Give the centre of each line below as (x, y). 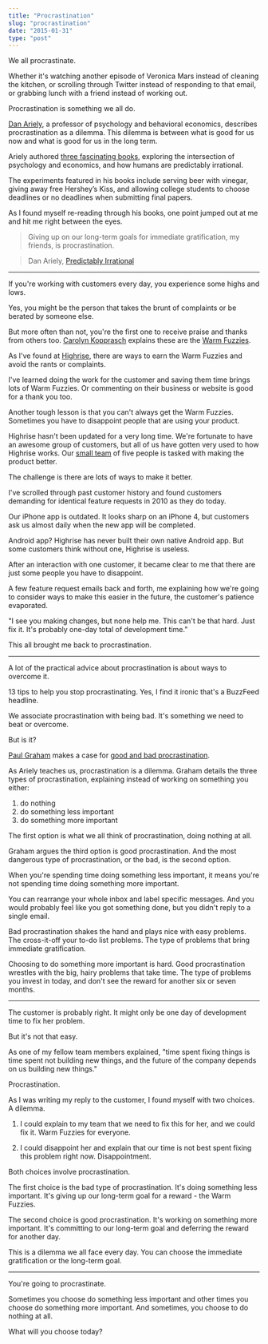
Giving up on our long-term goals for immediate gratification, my (134, 237)
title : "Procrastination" (51, 16)
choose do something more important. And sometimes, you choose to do (128, 1308)
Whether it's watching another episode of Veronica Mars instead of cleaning (134, 76)
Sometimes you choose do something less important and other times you (128, 1299)
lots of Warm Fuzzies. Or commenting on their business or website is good (131, 388)
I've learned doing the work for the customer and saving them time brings (129, 380)
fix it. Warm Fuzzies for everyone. (75, 1132)
